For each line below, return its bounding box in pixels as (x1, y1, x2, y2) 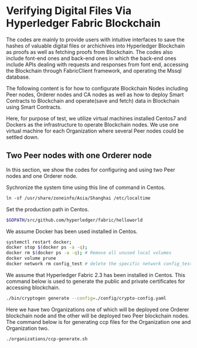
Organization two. (6, 325, 49, 332)
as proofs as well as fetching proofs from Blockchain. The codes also (6, 48, 173, 55)
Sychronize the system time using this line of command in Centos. (6, 184, 166, 191)
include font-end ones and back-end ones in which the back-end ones (6, 55, 177, 62)
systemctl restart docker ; (6, 239, 72, 245)
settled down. (6, 133, 39, 140)
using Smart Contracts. (6, 103, 62, 110)
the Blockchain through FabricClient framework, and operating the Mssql (6, 67, 182, 74)
